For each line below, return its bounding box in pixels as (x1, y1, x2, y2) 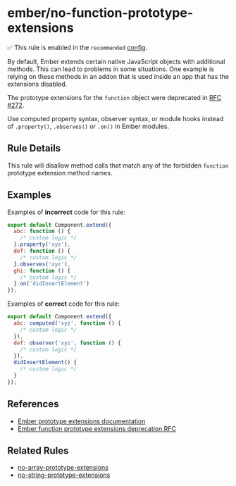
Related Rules (7, 445, 69, 457)
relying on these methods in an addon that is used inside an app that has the (7, 72, 229, 80)
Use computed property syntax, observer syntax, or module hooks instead (7, 114, 224, 123)
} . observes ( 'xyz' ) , (13, 261, 71, 268)
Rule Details (7, 142, 61, 154)
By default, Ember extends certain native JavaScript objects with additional (7, 57, 225, 66)
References (7, 398, 59, 410)
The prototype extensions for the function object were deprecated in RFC (7, 93, 222, 101)
